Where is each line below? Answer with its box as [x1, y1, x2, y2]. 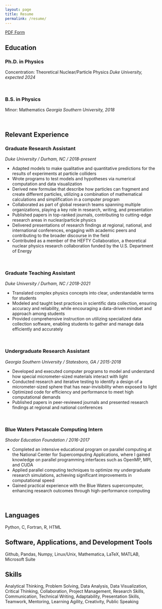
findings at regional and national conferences [12, 404, 103, 410]
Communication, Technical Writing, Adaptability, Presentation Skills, [5, 593, 141, 599]
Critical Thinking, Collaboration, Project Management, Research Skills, [5, 589, 145, 594]
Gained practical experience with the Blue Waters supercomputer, [12, 482, 144, 488]
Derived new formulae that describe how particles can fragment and [12, 186, 149, 192]
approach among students [12, 311, 65, 316]
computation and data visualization [12, 181, 82, 187]
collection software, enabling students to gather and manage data [12, 321, 144, 327]
